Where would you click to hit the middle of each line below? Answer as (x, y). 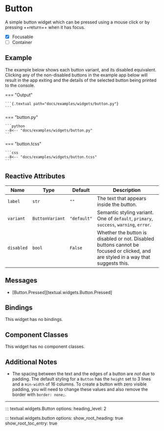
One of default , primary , (125, 218)
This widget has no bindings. (34, 319)
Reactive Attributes (35, 176)
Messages (21, 281)
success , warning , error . (124, 225)
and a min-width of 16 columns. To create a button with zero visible (79, 384)
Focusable (22, 37)
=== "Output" (19, 95)
